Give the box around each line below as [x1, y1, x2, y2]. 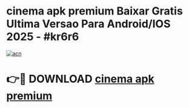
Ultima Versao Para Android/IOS [6, 17, 171, 31]
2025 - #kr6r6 [6, 30, 79, 43]
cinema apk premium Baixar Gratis [6, 4, 183, 18]
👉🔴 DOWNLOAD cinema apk [6, 72, 154, 86]
